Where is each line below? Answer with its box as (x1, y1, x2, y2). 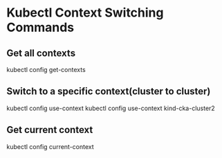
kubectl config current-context (6, 142, 94, 150)
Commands (6, 19, 75, 35)
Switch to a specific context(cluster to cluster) (6, 85, 211, 98)
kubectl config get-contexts (6, 66, 86, 73)
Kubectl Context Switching (6, 5, 164, 21)
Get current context (6, 124, 93, 136)
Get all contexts (6, 47, 76, 59)
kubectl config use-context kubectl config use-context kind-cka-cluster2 (6, 104, 215, 112)
